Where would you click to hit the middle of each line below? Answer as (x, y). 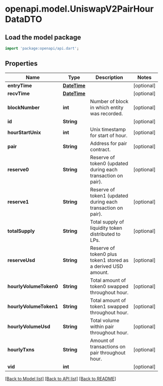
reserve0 (18, 169)
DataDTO (24, 19)
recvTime (19, 93)
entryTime (20, 85)
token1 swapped (109, 306)
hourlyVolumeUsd (29, 326)
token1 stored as (109, 260)
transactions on (108, 347)
